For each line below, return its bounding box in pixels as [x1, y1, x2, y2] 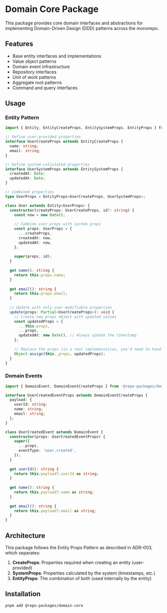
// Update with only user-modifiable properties [9, 305, 112, 310]
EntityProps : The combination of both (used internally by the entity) [12, 576, 152, 582]
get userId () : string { [9, 466, 59, 471]
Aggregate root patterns [12, 79, 62, 85]
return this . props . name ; [14, 273, 66, 278]
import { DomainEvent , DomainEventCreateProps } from [5, 384, 119, 389]
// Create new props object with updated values [14, 314, 117, 319]
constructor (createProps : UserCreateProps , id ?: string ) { [9, 208, 135, 213]
